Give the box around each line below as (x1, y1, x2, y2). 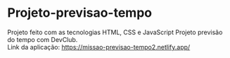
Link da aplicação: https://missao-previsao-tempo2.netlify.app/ (7, 43, 191, 51)
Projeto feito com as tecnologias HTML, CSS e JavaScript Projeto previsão (7, 28, 223, 36)
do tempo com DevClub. (7, 35, 78, 43)
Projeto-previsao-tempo (7, 5, 153, 21)
